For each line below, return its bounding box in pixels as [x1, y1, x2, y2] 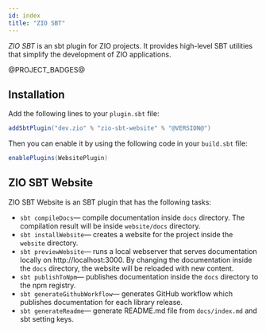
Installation [8, 88, 65, 101]
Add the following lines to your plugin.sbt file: [8, 109, 160, 119]
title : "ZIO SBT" [8, 19, 66, 27]
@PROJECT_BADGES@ [8, 64, 86, 74]
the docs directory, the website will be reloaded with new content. [19, 264, 234, 273]
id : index [8, 11, 41, 20]
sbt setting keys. [19, 314, 74, 323]
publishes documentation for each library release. [19, 297, 183, 307]
